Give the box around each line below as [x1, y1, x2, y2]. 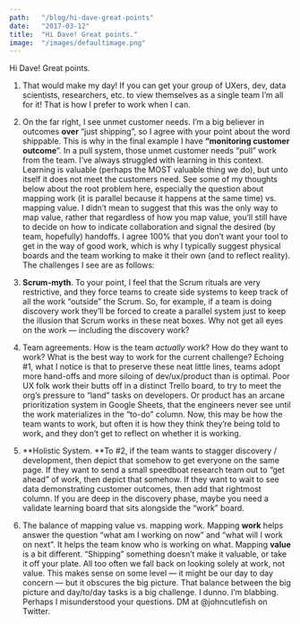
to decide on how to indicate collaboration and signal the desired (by [21, 222, 276, 233]
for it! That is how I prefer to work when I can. [21, 100, 191, 110]
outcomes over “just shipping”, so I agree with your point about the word [21, 127, 291, 137]
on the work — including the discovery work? [21, 325, 190, 336]
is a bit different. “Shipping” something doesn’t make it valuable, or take [21, 549, 287, 559]
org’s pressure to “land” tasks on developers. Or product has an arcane [21, 390, 285, 400]
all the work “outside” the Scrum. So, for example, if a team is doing [21, 296, 272, 307]
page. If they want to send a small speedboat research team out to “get [21, 464, 285, 476]
